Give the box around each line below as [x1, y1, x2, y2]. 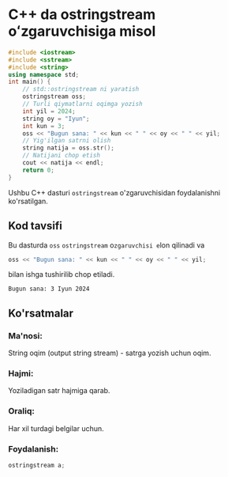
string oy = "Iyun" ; [22, 115, 90, 123]
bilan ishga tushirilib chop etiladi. [8, 270, 115, 279]
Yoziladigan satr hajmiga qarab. [8, 386, 110, 396]
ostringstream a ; [8, 461, 65, 469]
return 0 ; [22, 166, 55, 174]
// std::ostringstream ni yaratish [22, 85, 140, 93]
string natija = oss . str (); [22, 144, 114, 152]
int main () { [8, 78, 51, 86]
